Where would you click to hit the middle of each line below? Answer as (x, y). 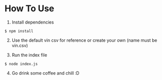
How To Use (29, 9)
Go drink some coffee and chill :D (45, 73)
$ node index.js (21, 64)
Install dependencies (33, 22)
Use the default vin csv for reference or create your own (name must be (84, 40)
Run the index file (29, 55)
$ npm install (19, 31)
